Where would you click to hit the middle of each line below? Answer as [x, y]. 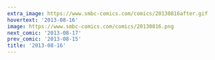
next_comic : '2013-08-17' [44, 33]
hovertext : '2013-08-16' [43, 20]
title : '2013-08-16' [37, 46]
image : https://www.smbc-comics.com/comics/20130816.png [91, 26]
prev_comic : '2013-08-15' [44, 39]
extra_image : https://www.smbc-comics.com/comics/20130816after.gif [107, 13]
